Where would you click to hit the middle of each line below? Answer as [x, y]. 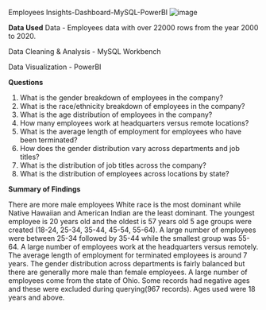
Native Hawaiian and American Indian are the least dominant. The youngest [131, 213]
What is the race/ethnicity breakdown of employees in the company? [132, 106]
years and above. [37, 297]
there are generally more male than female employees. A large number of [128, 272]
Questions [26, 82]
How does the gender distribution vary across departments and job [130, 148]
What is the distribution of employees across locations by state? [124, 174]
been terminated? [48, 140]
